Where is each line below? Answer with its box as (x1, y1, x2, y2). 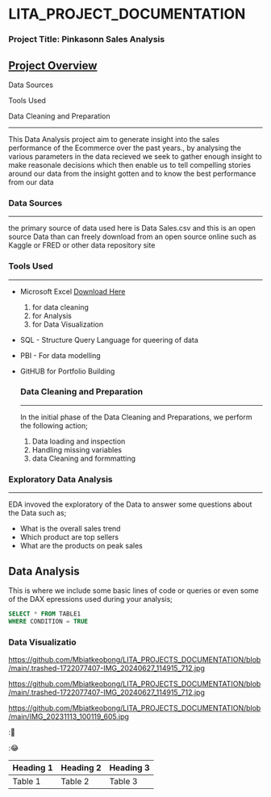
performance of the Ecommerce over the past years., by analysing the (8, 143, 242, 152)
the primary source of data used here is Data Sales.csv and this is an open (8, 223, 256, 233)
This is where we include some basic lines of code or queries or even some (8, 586, 260, 595)
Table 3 (109, 775, 138, 787)
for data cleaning (31, 302, 89, 311)
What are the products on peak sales (19, 541, 143, 551)
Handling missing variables (31, 444, 123, 454)
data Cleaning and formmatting (31, 453, 135, 463)
